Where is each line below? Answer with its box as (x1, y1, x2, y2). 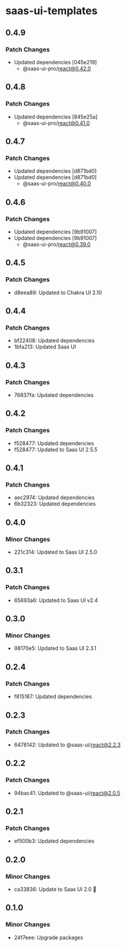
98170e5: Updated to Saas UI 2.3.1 (13, 645, 97, 652)
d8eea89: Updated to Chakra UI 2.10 (13, 289, 102, 296)
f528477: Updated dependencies (13, 439, 94, 446)
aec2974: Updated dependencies (13, 494, 95, 501)
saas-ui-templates (5, 4, 98, 18)
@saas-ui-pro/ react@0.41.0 (22, 119, 90, 126)
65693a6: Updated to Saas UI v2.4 (13, 597, 98, 604)
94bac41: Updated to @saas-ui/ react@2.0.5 (13, 789, 121, 797)
